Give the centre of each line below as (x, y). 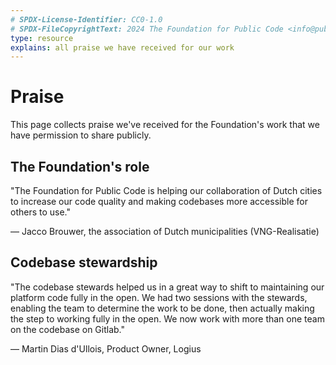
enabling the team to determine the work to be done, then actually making (162, 308)
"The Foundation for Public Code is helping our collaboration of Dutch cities (166, 190)
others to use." (41, 212)
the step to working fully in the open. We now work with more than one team (167, 318)
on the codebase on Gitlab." (67, 329)
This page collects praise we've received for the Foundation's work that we (165, 125)
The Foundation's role (80, 166)
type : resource (42, 38)
